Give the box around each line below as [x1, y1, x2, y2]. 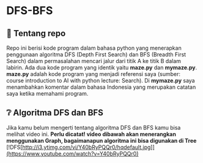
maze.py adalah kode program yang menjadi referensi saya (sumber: [6, 70, 181, 77]
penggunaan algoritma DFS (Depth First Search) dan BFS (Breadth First [6, 51, 186, 58]
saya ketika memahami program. [6, 90, 89, 97]
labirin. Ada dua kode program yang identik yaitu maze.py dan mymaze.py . [6, 64, 197, 71]
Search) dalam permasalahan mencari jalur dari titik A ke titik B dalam [6, 58, 182, 64]
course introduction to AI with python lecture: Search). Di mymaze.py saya [6, 77, 195, 84]
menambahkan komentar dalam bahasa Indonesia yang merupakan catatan [6, 83, 196, 91]
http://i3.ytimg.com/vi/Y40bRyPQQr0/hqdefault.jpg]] [22, 143, 155, 151]
